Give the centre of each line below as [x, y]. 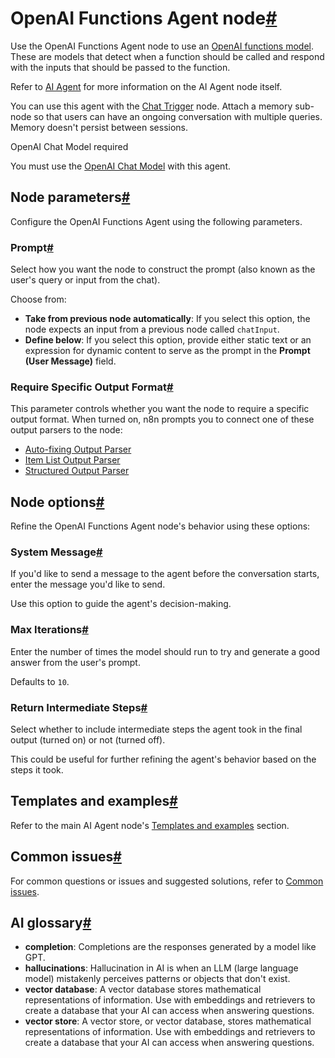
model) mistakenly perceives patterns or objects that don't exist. [157, 979]
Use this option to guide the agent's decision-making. [121, 604]
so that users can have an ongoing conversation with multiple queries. [178, 116]
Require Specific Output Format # [92, 387]
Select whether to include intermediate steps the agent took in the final [156, 729]
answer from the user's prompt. [75, 662]
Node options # [57, 502]
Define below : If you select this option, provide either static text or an [168, 340]
